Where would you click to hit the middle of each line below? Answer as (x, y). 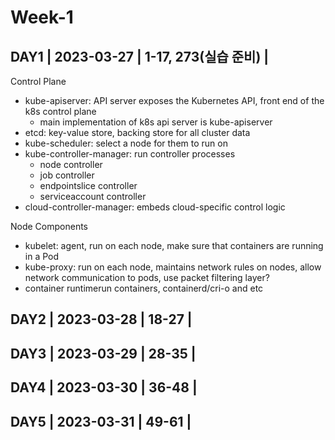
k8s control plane (60, 111)
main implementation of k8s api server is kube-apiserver (156, 122)
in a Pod (42, 256)
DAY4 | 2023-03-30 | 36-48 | (104, 387)
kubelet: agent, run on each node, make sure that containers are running (174, 245)
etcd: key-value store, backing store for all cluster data (137, 132)
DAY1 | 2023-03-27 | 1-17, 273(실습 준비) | (140, 56)
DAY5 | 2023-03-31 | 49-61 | (101, 421)
